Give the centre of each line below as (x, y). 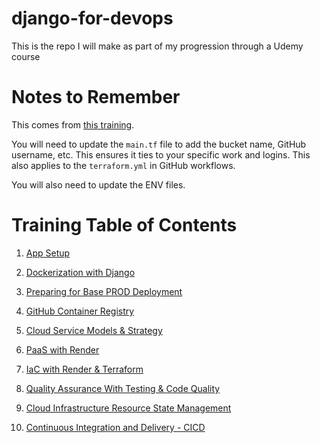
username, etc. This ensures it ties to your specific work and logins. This (161, 154)
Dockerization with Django (80, 272)
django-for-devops (92, 18)
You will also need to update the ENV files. (98, 184)
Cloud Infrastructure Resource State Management (128, 408)
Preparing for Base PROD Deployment (104, 291)
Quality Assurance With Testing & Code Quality (123, 388)
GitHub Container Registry (80, 311)
